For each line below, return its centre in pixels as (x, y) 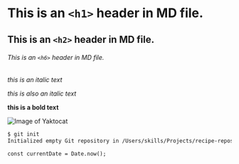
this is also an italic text (42, 93)
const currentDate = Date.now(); (57, 154)
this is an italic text (35, 79)
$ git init (23, 134)
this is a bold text (33, 107)
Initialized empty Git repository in (63, 140)
